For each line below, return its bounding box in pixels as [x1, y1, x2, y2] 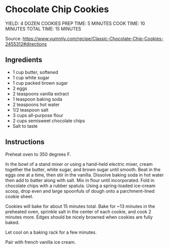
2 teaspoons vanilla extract [12, 90, 69, 97]
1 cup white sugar [12, 75, 50, 81]
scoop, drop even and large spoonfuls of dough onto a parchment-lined [5, 188, 155, 194]
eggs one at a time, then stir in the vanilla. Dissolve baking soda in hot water [5, 171, 164, 178]
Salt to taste [12, 123, 38, 129]
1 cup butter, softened [12, 69, 58, 75]
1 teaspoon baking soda [12, 96, 62, 102]
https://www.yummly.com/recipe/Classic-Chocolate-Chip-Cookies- [22, 35, 163, 42]
